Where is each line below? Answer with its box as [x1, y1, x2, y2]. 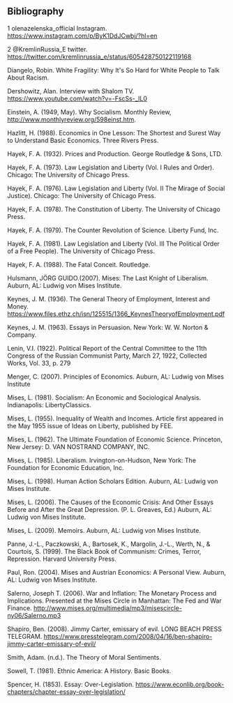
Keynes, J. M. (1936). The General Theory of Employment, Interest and [7, 294, 211, 303]
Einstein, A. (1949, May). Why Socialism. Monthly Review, [7, 107, 172, 116]
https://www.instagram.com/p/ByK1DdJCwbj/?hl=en [7, 31, 158, 40]
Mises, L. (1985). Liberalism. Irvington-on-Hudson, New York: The [7, 456, 197, 464]
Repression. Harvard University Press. [7, 554, 117, 563]
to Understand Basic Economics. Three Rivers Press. [7, 136, 159, 144]
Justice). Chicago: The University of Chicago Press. [7, 191, 156, 199]
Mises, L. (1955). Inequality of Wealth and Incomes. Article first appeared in [7, 414, 224, 423]
